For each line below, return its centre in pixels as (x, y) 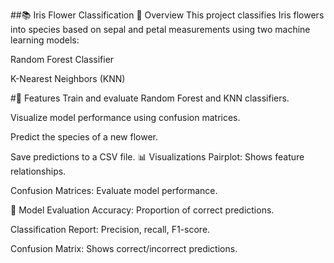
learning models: (45, 40)
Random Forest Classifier (62, 59)
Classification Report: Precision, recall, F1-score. (110, 229)
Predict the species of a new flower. (84, 137)
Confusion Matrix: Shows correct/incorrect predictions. (124, 248)
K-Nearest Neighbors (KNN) (68, 78)
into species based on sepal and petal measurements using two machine (160, 29)
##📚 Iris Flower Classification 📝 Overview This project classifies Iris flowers (167, 15)
